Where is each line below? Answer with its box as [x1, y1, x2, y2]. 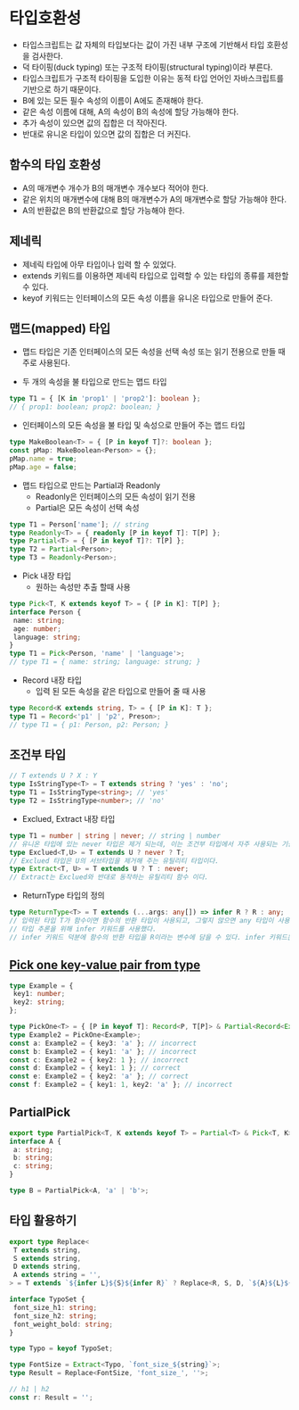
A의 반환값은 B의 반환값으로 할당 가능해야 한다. [21, 204, 185, 215]
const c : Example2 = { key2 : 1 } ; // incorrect [9, 1055, 190, 1065]
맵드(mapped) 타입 [9, 320, 111, 336]
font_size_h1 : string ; [12, 1303, 98, 1312]
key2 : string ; [12, 998, 66, 1007]
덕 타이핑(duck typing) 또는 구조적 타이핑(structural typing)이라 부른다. [21, 62, 273, 72]
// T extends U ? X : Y [9, 771, 98, 781]
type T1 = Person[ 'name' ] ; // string [9, 519, 149, 529]
